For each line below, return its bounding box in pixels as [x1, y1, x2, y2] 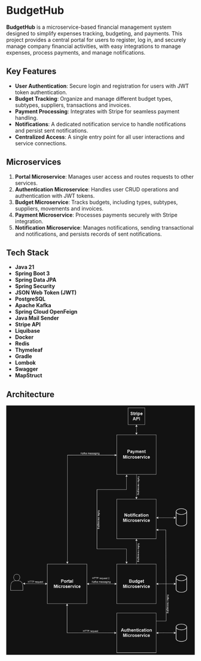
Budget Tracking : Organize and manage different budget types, [14, 95, 173, 102]
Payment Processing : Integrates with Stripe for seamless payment [14, 107, 179, 115]
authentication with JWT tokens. [14, 192, 95, 199]
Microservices [6, 157, 62, 167]
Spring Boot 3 [14, 270, 50, 277]
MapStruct [14, 372, 42, 379]
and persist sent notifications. [14, 127, 89, 134]
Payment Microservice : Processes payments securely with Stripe [14, 211, 178, 218]
